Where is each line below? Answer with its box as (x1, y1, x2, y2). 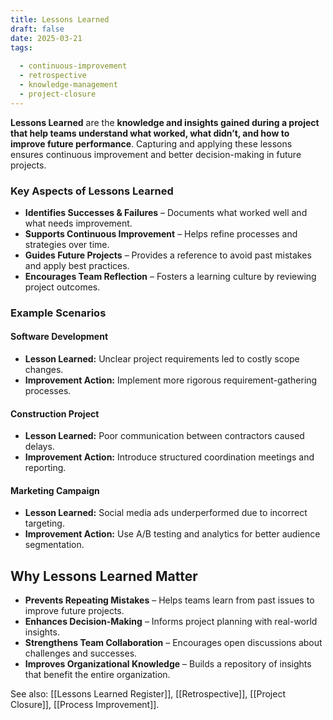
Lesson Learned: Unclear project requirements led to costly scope (24, 353, 300, 365)
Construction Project (10, 407, 100, 420)
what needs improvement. (24, 217, 133, 229)
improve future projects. (24, 605, 125, 617)
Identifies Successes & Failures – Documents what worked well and (24, 206, 308, 218)
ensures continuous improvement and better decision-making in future (10, 148, 302, 160)
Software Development (10, 331, 109, 343)
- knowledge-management (19, 80, 118, 90)
